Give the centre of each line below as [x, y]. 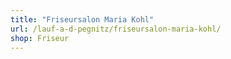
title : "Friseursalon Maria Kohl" [82, 19]
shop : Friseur [40, 38]
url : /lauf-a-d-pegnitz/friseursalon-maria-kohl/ [116, 29]
